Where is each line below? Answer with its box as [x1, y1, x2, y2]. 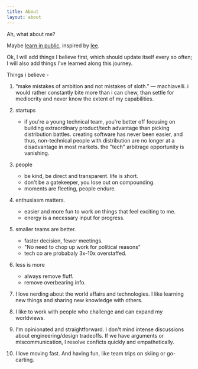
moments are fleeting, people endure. [24, 184, 116, 192]
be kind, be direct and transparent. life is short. [24, 172, 138, 179]
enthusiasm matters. [15, 196, 66, 203]
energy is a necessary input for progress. [24, 214, 125, 221]
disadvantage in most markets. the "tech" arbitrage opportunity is [24, 143, 184, 150]
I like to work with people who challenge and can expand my [15, 308, 163, 315]
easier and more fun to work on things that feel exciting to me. [24, 208, 176, 215]
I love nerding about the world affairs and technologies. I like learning [15, 290, 184, 297]
